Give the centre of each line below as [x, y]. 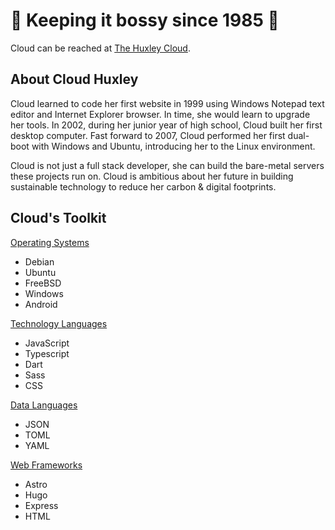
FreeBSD [43, 283]
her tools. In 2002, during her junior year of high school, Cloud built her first [166, 125]
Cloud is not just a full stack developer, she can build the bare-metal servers [167, 165]
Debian [39, 261]
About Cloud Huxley [74, 79]
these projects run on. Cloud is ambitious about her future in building [152, 176]
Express [41, 505]
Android [41, 304]
